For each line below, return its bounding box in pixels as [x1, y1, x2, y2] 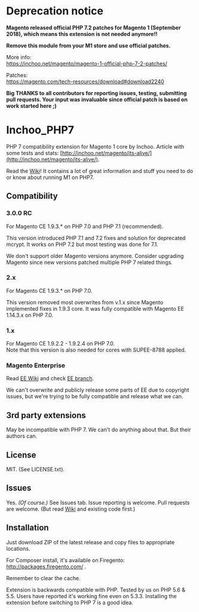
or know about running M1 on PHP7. [6, 174, 94, 181]
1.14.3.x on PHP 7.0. [6, 311, 54, 319]
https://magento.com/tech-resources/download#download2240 [6, 78, 164, 85]
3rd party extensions [6, 410, 86, 420]
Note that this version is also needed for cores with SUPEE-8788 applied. [6, 346, 186, 354]
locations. [6, 545, 30, 552]
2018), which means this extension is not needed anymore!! [6, 30, 158, 37]
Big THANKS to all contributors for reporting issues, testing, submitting [6, 89, 187, 96]
